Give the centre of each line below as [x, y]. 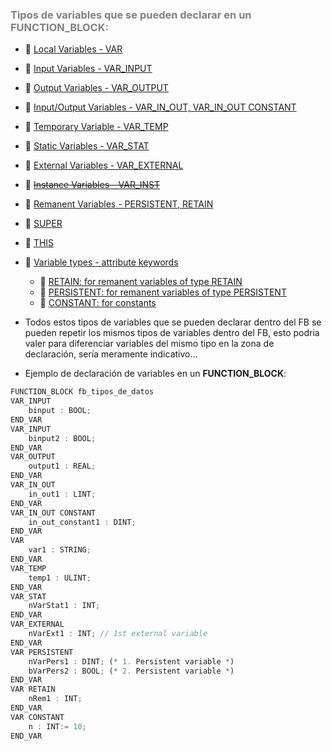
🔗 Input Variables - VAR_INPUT [88, 69]
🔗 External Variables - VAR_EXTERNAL [104, 165]
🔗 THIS [39, 243]
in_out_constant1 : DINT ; [82, 522]
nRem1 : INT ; [55, 699]
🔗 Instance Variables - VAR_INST [92, 185]
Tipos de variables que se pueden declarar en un [131, 15]
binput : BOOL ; [60, 411]
